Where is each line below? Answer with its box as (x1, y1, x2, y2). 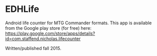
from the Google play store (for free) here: (5, 25, 92, 31)
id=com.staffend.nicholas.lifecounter (5, 36, 81, 42)
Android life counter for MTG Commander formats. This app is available (5, 20, 152, 26)
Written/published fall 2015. (5, 45, 61, 51)
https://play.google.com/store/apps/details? (5, 30, 96, 36)
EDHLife (5, 3, 39, 15)
